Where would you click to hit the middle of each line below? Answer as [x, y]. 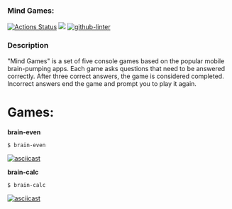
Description [28, 45]
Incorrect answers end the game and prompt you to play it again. [102, 83]
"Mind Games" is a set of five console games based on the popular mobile [116, 61]
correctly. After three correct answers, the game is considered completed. [116, 76]
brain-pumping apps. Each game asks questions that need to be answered [116, 68]
